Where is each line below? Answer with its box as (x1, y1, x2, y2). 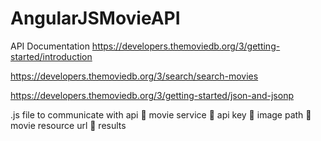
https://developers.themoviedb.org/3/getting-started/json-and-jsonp (10, 89, 294, 101)
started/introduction (10, 50, 93, 62)
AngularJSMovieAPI (10, 7, 181, 30)
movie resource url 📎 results (10, 119, 127, 131)
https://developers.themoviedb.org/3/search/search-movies (10, 70, 259, 82)
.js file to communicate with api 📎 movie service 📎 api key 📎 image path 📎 (10, 108, 312, 121)
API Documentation (10, 40, 90, 52)
